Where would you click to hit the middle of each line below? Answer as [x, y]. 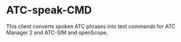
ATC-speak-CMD [49, 10]
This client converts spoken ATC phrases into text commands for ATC [91, 26]
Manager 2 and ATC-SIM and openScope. [57, 32]
